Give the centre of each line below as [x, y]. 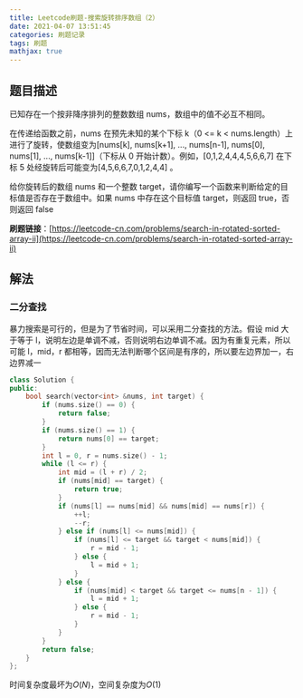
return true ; [99, 490]
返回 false [35, 208]
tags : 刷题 [28, 43]
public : [24, 388]
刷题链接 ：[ [31, 228]
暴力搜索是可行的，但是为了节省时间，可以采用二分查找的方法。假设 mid [144, 328]
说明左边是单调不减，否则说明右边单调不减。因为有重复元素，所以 [168, 340]
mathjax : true [36, 52]
